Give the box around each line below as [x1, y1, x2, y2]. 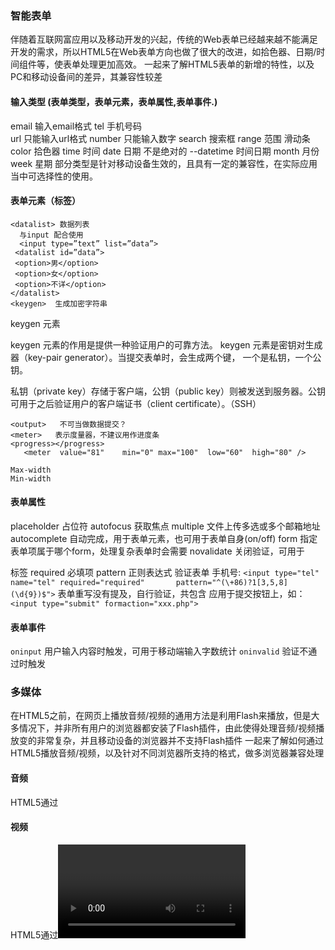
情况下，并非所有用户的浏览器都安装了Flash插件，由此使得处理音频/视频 [18, 722, 317, 734]
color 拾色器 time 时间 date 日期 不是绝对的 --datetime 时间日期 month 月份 [10, 145, 320, 157]
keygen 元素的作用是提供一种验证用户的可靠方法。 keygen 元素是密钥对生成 [10, 338, 323, 351]
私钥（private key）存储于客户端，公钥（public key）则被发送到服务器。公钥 [10, 385, 326, 397]
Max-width [10, 465, 52, 475]
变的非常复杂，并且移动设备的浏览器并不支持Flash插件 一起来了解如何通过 [18, 735, 325, 747]
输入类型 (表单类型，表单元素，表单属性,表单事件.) [10, 95, 218, 107]
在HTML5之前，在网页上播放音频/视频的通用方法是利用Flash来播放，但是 [10, 710, 312, 722]
